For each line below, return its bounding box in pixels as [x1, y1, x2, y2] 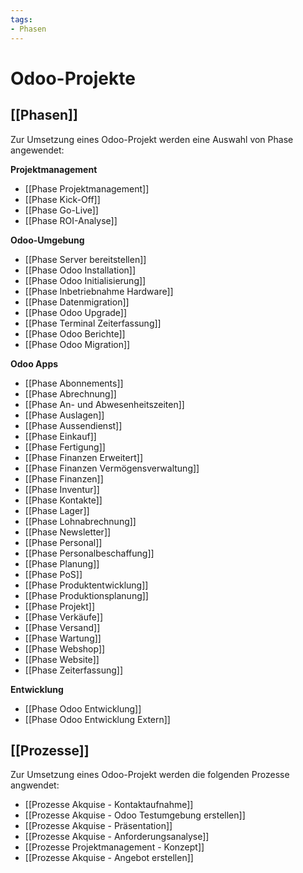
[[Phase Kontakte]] [24, 494, 103, 506]
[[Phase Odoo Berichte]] [24, 327, 126, 340]
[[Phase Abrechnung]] [24, 387, 117, 400]
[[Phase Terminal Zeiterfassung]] [24, 317, 162, 329]
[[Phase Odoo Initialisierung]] [24, 274, 147, 286]
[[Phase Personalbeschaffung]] [24, 547, 155, 559]
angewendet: [10, 144, 65, 156]
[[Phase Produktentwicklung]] [24, 579, 149, 591]
